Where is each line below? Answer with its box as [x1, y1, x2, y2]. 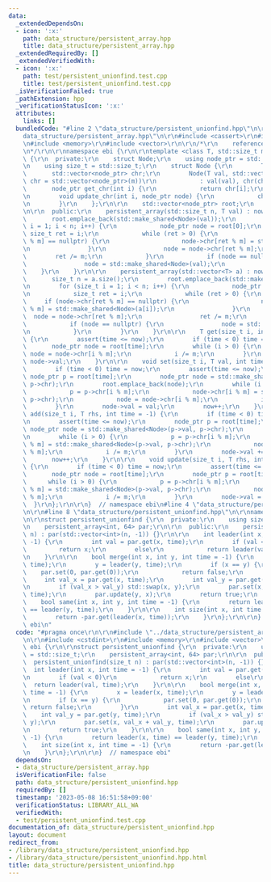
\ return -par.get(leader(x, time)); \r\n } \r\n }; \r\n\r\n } [23, 613, 262, 621]
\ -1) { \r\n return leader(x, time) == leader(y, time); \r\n [23, 733, 258, 741]
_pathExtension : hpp [15, 95, 85, 103]
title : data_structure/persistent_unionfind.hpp [8, 861, 175, 869]
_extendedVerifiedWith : [15, 57, 95, 65]
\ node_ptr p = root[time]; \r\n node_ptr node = [23, 373, 215, 381]
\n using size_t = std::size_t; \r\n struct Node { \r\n [23, 162, 232, 171]
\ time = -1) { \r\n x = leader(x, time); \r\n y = [23, 688, 244, 696]
